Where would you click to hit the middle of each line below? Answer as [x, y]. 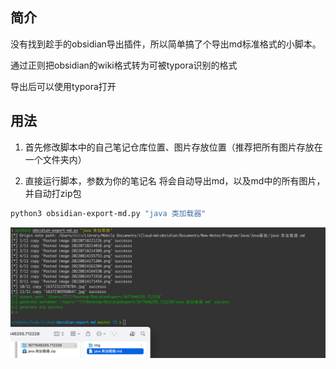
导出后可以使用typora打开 [63, 86]
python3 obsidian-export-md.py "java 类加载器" [108, 213]
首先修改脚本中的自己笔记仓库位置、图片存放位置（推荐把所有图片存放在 [173, 147]
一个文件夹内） [55, 159]
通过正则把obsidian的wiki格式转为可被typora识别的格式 [124, 65]
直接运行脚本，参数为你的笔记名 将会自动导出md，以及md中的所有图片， [175, 180]
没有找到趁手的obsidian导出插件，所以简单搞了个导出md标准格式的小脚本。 [166, 44]
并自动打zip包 [53, 193]
